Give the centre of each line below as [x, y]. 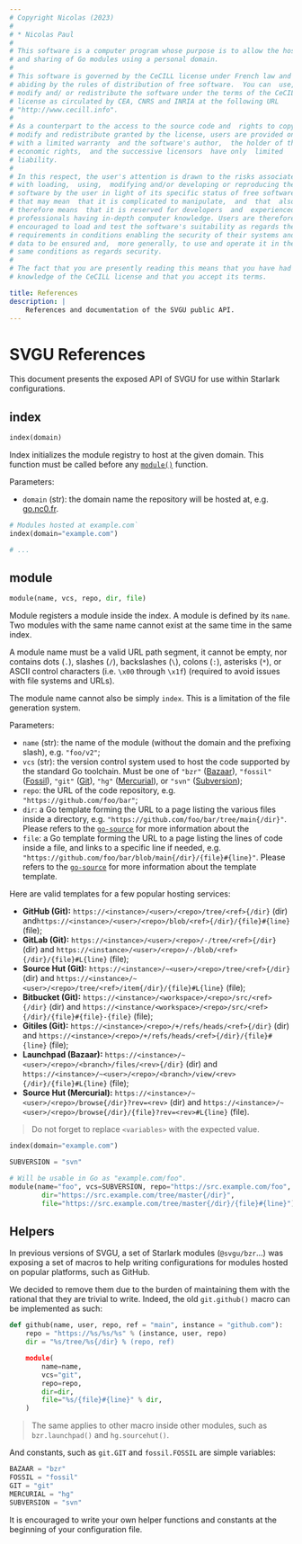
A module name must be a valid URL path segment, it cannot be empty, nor [148, 652]
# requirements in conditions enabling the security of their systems [144, 235]
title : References [44, 293]
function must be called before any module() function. [109, 464]
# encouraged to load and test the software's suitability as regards [144, 227]
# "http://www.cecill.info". [64, 110]
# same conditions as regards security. [86, 252]
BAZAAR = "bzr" [38, 1469]
